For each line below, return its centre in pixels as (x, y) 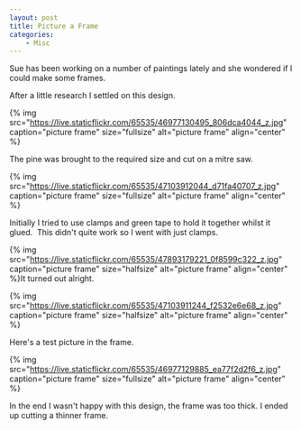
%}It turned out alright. (52, 279)
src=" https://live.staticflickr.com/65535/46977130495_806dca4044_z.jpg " (148, 123)
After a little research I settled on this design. (92, 96)
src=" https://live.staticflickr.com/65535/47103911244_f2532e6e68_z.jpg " (146, 306)
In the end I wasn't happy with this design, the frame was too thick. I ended (149, 406)
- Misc (38, 43)
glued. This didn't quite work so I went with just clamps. (114, 233)
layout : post (34, 18)
